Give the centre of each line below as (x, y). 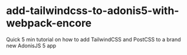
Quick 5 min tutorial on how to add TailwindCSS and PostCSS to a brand (93, 39)
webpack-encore (49, 23)
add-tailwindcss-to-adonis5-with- (93, 11)
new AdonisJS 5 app (31, 46)
